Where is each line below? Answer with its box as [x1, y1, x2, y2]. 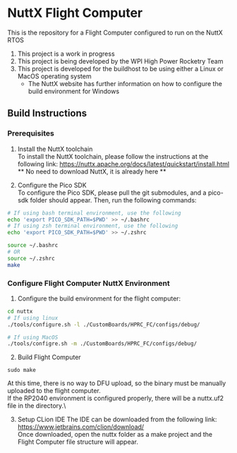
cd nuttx [7, 308, 33, 315]
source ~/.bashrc [7, 242, 59, 249]
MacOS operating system [17, 72, 92, 80]
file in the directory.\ [7, 401, 66, 410]
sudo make [7, 367, 37, 374]
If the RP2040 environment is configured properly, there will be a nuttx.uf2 [7, 394, 224, 403]
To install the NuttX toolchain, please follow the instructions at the [17, 152, 209, 160]
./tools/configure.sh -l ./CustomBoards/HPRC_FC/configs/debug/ [7, 321, 200, 328]
